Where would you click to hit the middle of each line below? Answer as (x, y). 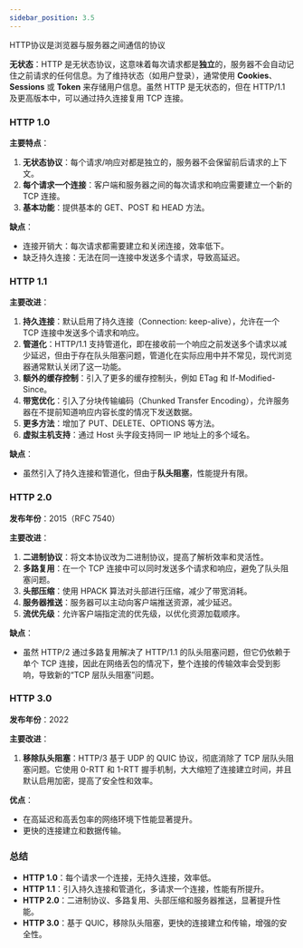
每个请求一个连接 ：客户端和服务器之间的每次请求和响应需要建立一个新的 (157, 184)
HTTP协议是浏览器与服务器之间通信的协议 (87, 44)
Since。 (37, 390)
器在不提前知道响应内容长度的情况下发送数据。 (109, 412)
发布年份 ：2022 (39, 719)
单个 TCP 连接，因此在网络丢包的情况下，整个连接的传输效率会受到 (147, 663)
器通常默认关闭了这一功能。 (74, 367)
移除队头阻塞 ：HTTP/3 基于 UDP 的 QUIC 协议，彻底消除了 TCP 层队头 (154, 758)
